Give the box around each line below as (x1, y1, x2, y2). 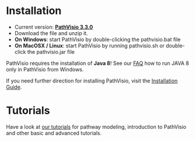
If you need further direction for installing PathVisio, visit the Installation (6, 77, 178, 84)
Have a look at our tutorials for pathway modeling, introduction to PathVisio (6, 123, 187, 130)
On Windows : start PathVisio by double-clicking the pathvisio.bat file (14, 36, 181, 43)
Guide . (6, 83, 22, 90)
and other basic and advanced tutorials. (6, 129, 102, 136)
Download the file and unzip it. (14, 29, 88, 36)
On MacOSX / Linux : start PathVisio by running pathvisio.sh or (14, 42, 165, 49)
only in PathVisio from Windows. (6, 66, 84, 73)
